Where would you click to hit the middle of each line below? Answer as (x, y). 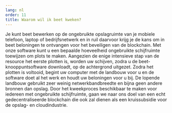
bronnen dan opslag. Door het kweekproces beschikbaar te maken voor (81, 89)
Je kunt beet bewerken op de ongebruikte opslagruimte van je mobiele (80, 34)
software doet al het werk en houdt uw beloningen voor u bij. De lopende (83, 78)
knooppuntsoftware (26, 67)
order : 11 (16, 15)
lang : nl (15, 10)
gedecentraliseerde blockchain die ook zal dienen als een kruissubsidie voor (86, 100)
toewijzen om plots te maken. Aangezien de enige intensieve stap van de (82, 56)
